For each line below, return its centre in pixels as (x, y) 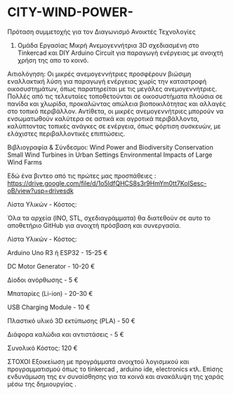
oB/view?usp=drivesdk (40, 190)
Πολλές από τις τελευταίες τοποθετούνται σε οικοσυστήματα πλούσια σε (115, 96)
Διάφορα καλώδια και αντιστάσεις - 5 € (66, 334)
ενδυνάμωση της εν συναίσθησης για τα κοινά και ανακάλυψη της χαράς (116, 376)
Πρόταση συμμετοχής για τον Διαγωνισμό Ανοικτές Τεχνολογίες (102, 32)
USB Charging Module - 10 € (49, 307)
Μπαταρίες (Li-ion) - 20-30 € (50, 293)
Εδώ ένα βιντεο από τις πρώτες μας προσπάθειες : (82, 176)
